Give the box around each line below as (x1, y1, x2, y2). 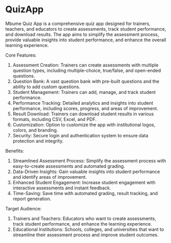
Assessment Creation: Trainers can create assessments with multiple (12, 62, 159, 68)
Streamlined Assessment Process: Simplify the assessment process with (12, 157, 166, 164)
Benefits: (5, 148, 25, 154)
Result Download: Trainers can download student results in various (12, 111, 154, 117)
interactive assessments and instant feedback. (12, 185, 111, 191)
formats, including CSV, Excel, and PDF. (12, 116, 97, 122)
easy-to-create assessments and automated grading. (12, 163, 125, 169)
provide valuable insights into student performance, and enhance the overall (5, 37, 166, 43)
